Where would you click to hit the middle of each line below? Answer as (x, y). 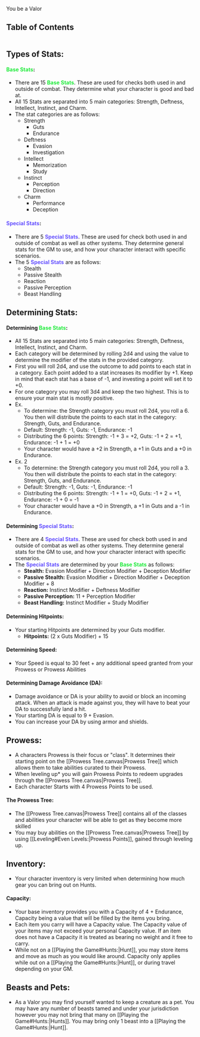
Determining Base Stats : (37, 327)
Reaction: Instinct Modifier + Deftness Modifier (82, 590)
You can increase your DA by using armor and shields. (81, 722)
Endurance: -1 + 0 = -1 (51, 500)
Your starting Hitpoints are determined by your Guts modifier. (90, 630)
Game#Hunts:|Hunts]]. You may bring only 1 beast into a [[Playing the (100, 1021)
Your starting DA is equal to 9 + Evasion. (64, 716)
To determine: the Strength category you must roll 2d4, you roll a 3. (106, 468)
